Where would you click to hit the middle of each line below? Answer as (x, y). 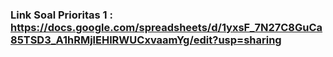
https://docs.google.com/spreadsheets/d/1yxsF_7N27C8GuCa (166, 27)
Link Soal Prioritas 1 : (61, 15)
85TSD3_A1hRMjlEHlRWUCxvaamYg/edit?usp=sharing (146, 40)
